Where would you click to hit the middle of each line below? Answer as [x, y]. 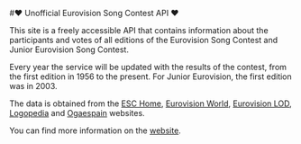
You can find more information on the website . [96, 130]
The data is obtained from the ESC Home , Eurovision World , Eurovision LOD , [151, 103]
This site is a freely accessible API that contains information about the [139, 30]
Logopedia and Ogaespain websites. [78, 113]
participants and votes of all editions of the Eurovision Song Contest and [144, 40]
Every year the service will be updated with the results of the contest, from [148, 67]
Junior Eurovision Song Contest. [69, 49]
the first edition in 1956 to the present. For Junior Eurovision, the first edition [151, 76]
